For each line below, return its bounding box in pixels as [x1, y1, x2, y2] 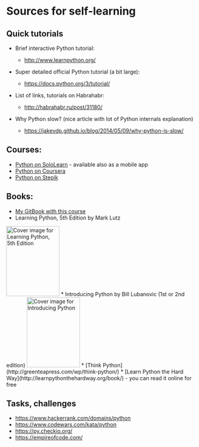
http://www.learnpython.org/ [24, 57, 96, 63]
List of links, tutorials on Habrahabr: [15, 92, 105, 99]
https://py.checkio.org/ [15, 428, 73, 435]
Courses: [6, 145, 42, 155]
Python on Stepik [15, 173, 59, 181]
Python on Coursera [15, 167, 66, 175]
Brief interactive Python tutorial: [15, 44, 95, 52]
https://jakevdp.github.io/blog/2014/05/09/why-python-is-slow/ [24, 127, 184, 134]
